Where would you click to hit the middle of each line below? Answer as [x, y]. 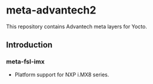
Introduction [29, 45]
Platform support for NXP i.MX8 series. [62, 75]
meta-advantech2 [51, 10]
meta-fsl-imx [26, 62]
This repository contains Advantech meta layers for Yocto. [76, 26]
